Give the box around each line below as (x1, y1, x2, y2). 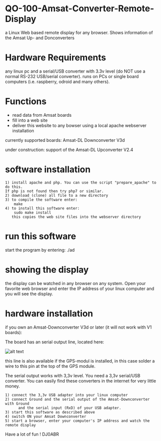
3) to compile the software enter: (5, 197, 78, 202)
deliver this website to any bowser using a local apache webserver (12, 122, 147, 128)
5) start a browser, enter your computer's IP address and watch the (5, 418, 150, 423)
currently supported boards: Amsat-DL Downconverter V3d (5, 137, 125, 143)
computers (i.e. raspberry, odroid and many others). (5, 78, 110, 84)
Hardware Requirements (5, 52, 106, 63)
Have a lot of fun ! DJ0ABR (5, 431, 59, 437)
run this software (5, 231, 76, 242)
